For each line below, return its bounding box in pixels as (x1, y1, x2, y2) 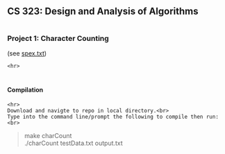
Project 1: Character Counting (7, 33, 109, 43)
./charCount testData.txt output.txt (24, 139, 123, 147)
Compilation (7, 86, 44, 94)
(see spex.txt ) (7, 49, 47, 58)
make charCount (24, 131, 72, 139)
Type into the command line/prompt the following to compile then (7, 113, 203, 120)
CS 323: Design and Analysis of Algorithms (7, 6, 199, 17)
